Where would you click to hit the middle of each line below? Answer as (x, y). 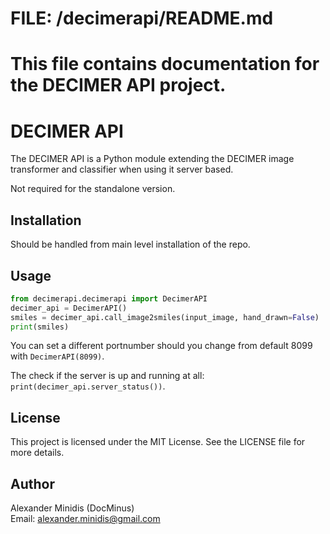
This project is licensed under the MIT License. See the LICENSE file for (158, 442)
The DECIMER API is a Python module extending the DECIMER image (152, 159)
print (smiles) (40, 327)
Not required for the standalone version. (93, 189)
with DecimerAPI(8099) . (57, 356)
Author (32, 483)
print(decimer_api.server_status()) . (88, 386)
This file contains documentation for (165, 64)
